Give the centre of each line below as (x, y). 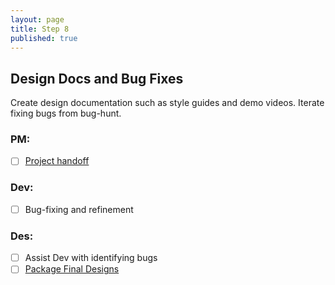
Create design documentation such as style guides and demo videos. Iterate (167, 103)
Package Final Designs (72, 269)
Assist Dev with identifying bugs (91, 258)
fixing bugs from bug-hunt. (66, 113)
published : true (44, 38)
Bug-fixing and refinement (79, 209)
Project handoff (57, 161)
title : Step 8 (40, 29)
